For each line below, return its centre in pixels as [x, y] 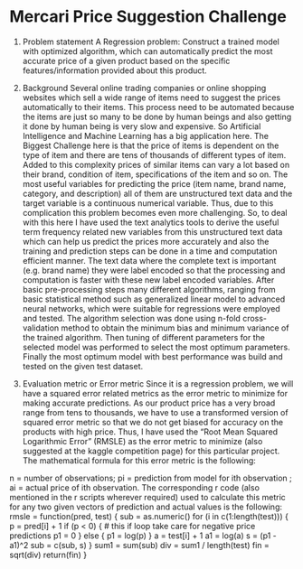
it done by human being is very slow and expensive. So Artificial [142, 126]
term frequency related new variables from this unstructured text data [152, 231]
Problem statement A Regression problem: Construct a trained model [151, 42]
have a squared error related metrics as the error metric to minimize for [155, 393]
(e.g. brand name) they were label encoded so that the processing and [154, 270]
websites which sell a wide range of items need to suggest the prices [151, 98]
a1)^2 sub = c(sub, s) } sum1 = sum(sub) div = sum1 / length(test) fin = [139, 545]
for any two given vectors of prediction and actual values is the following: [146, 507]
